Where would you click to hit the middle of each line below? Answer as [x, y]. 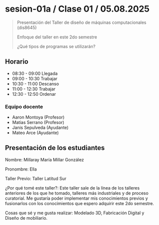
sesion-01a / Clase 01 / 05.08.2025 [77, 9]
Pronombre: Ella [21, 169]
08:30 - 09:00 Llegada [35, 73]
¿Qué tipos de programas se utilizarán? [56, 46]
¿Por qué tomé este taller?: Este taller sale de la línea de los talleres [72, 188]
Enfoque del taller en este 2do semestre [57, 37]
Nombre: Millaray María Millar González [44, 159]
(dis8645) [27, 27]
